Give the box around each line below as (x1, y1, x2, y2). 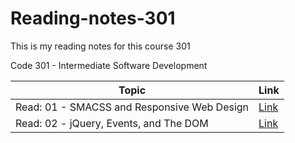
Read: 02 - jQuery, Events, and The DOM (15, 116, 209, 130)
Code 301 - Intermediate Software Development (10, 59, 208, 71)
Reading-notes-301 (10, 7, 176, 30)
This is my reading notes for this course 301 (10, 40, 191, 52)
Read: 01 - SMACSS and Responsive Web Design (15, 100, 250, 114)
